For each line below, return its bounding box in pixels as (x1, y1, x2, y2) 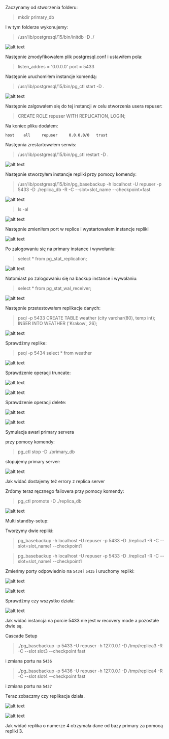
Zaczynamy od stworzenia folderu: (5, 5, 78, 10)
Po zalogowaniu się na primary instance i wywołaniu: (5, 246, 116, 252)
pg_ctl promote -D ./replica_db (17, 498, 82, 504)
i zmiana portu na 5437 (5, 683, 52, 689)
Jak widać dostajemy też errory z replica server (5, 479, 105, 484)
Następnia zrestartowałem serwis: (5, 142, 77, 147)
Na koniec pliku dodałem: (5, 123, 58, 129)
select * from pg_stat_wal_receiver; (17, 285, 92, 291)
